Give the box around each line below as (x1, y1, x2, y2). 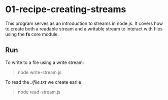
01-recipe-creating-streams (5, 4, 126, 15)
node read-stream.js (17, 89, 61, 95)
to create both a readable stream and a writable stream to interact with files (5, 25, 163, 31)
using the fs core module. (5, 31, 59, 37)
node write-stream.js (17, 69, 62, 75)
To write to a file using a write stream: (5, 59, 84, 65)
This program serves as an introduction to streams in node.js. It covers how (5, 20, 163, 26)
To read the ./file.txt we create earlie (5, 79, 81, 85)
